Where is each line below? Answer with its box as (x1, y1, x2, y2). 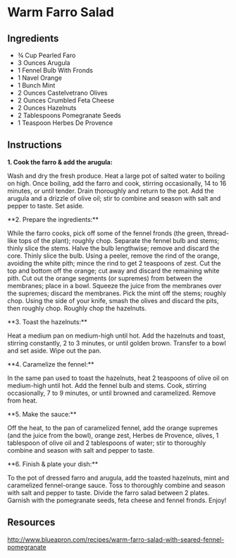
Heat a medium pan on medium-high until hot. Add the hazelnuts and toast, (7, 331, 225, 340)
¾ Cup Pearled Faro (17, 51, 76, 59)
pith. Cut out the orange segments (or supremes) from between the (7, 273, 203, 283)
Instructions (7, 139, 62, 151)
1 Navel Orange (17, 73, 62, 82)
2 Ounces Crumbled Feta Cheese (17, 96, 115, 105)
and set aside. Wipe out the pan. (7, 346, 101, 355)
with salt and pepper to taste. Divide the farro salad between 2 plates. (7, 488, 210, 497)
